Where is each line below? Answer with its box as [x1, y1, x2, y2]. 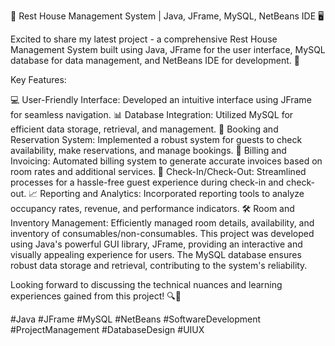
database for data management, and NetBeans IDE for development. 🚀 [10, 55, 300, 66]
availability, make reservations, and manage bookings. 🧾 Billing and [10, 145, 287, 156]
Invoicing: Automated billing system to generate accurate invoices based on [10, 155, 323, 167]
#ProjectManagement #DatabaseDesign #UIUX [10, 324, 205, 335]
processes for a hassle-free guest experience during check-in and [10, 176, 285, 188]
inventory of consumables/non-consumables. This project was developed [10, 228, 315, 239]
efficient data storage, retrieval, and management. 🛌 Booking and [10, 123, 279, 135]
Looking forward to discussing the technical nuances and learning [10, 279, 283, 290]
